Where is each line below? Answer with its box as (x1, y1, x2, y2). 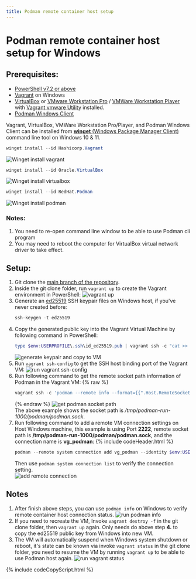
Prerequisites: (6, 70, 59, 80)
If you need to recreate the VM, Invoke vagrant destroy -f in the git (14, 517, 178, 524)
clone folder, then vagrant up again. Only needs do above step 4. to (14, 523, 178, 530)
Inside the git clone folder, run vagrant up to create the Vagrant (14, 285, 167, 292)
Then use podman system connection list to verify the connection (14, 459, 174, 466)
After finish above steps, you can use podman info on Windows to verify (14, 505, 187, 512)
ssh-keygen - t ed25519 (14, 315, 70, 321)
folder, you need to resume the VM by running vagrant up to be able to (14, 549, 185, 556)
